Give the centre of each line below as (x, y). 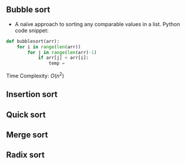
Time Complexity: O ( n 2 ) (35, 75)
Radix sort (26, 155)
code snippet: (31, 30)
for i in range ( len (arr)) (49, 47)
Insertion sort (32, 94)
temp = (57, 64)
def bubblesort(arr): (33, 41)
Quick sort (26, 114)
